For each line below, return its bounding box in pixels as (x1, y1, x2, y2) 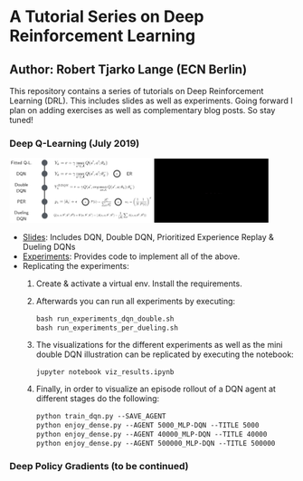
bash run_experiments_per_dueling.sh (35, 323, 179, 332)
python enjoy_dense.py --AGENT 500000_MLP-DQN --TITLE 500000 (35, 439, 276, 448)
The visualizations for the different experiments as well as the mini (35, 340, 283, 351)
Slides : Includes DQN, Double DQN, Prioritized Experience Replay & (22, 232, 274, 243)
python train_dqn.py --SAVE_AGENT (35, 412, 166, 421)
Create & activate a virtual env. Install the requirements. (35, 278, 242, 289)
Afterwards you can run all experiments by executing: (35, 296, 236, 307)
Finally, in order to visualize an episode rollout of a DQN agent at (35, 383, 276, 395)
